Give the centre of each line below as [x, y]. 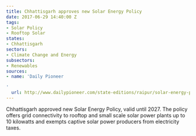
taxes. [13, 128]
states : [15, 39]
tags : [13, 22]
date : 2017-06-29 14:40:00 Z [41, 17]
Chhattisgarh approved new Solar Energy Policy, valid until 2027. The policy [97, 109]
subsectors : [20, 60]
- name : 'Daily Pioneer [35, 76]
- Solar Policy [24, 28]
